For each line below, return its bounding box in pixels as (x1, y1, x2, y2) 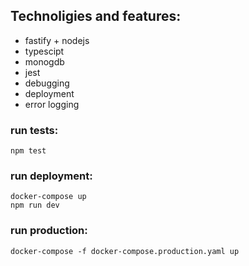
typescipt (24, 45, 65, 57)
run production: (10, 224, 88, 238)
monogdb (24, 55, 65, 68)
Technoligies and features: (10, 8, 182, 25)
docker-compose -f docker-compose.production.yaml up (10, 246, 240, 256)
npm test (10, 146, 47, 156)
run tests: (10, 123, 59, 137)
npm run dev (10, 200, 60, 211)
